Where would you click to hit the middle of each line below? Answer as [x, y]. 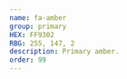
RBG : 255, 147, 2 [42, 43]
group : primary [38, 26]
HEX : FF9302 [32, 35]
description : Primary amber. [64, 52]
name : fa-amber [38, 18]
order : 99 [28, 60]
